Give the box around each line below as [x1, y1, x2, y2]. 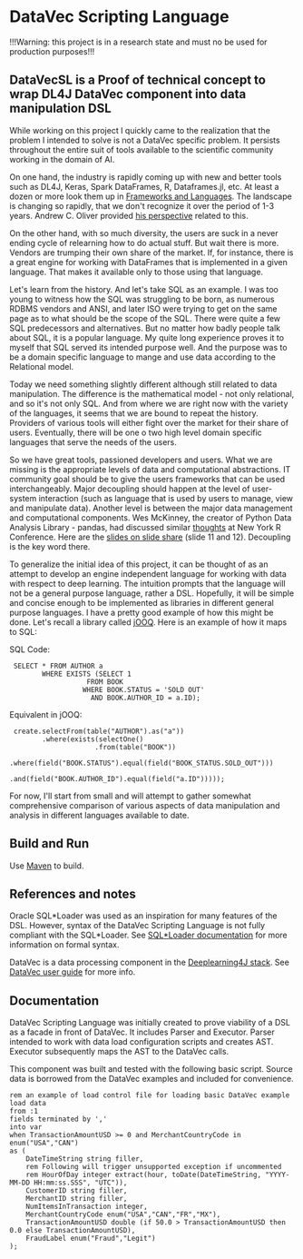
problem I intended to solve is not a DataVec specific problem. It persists [9, 134, 280, 145]
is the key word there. [9, 540, 91, 551]
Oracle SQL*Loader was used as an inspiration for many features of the [9, 910, 278, 921]
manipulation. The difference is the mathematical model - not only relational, [9, 388, 295, 399]
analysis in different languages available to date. [9, 809, 190, 820]
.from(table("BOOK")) [94, 742, 177, 751]
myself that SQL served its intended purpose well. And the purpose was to [9, 342, 288, 352]
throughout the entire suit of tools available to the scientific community [9, 144, 274, 155]
